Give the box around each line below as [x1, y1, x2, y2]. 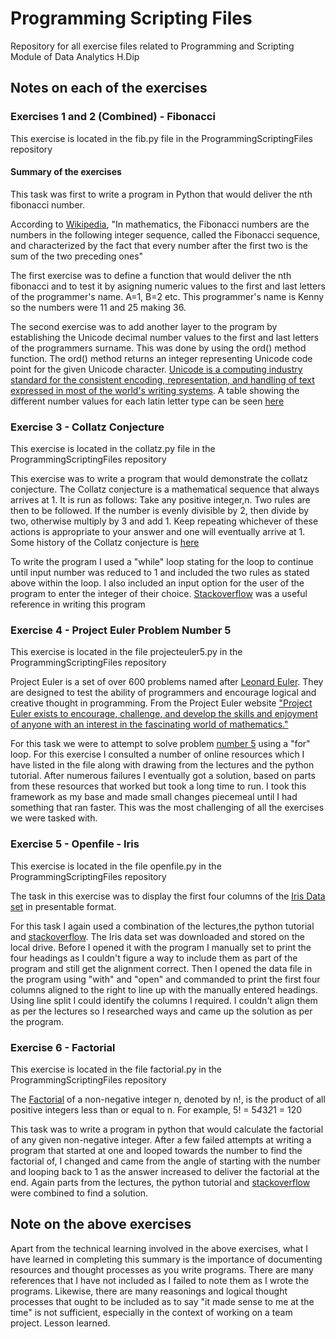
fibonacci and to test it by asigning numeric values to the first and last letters [10, 280, 326, 292]
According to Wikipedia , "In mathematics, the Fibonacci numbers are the [10, 218, 310, 230]
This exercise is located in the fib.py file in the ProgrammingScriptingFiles [10, 132, 314, 144]
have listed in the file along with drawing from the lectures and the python [10, 759, 315, 771]
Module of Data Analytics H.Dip [10, 50, 140, 62]
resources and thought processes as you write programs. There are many [10, 1263, 314, 1276]
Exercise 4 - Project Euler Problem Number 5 [10, 623, 232, 637]
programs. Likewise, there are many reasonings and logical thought [10, 1285, 288, 1297]
